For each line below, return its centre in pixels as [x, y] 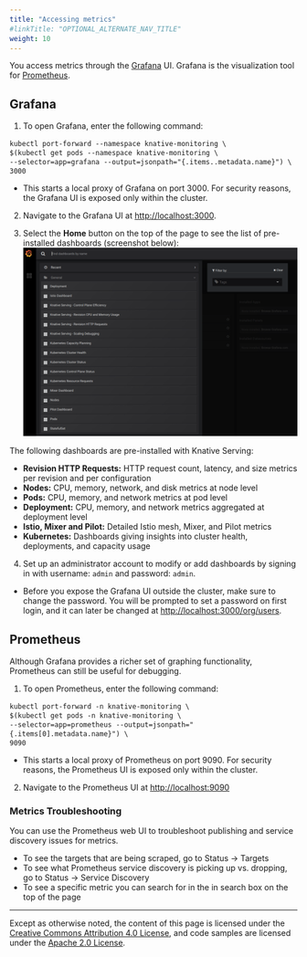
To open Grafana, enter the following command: [113, 126]
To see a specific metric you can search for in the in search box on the [155, 888]
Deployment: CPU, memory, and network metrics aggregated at [143, 508]
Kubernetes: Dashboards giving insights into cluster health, [135, 536]
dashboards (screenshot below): [118, 243]
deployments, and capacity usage [86, 546]
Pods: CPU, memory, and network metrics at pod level [125, 498]
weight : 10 [30, 38]
